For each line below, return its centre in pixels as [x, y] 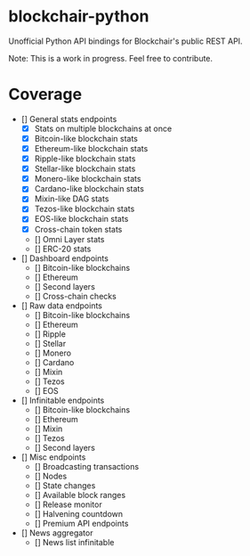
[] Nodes [51, 476]
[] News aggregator [57, 533]
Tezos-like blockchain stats [85, 209]
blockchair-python [79, 16]
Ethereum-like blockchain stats [91, 148]
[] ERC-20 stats [63, 249]
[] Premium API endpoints [81, 523]
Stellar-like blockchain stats [85, 169]
